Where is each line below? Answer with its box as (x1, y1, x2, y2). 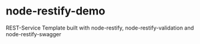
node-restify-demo (6, 4, 105, 18)
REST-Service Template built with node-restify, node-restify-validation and (6, 24, 194, 31)
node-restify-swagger (6, 30, 62, 37)
